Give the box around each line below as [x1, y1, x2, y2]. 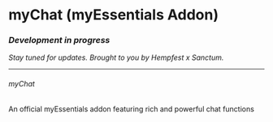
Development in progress [8, 35, 110, 46]
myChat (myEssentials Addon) [8, 6, 219, 24]
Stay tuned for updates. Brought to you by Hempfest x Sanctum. [8, 53, 224, 62]
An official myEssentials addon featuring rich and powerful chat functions [8, 103, 254, 114]
